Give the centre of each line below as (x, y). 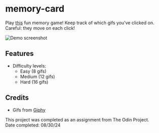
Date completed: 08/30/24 (33, 125)
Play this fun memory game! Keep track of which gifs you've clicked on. (80, 23)
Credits (17, 98)
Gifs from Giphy (29, 110)
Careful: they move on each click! (40, 28)
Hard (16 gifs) (34, 82)
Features (19, 54)
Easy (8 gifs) (33, 71)
